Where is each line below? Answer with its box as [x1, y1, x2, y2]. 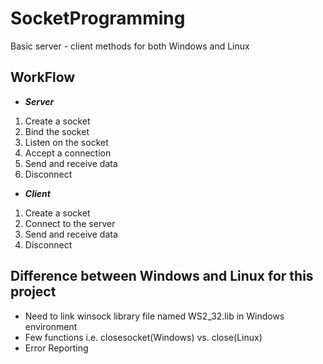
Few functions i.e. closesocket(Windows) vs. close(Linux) [24, 331, 263, 343]
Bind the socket [24, 125, 90, 137]
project [10, 283, 57, 301]
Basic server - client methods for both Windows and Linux [10, 40, 250, 52]
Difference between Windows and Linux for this [10, 268, 314, 285]
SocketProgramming [10, 7, 186, 30]
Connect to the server [24, 217, 116, 229]
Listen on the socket [24, 136, 109, 148]
